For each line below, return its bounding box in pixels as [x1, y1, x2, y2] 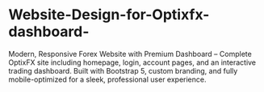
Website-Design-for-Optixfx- [8, 6, 210, 24]
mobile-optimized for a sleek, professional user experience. [8, 74, 207, 84]
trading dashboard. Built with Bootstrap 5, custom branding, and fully [8, 66, 238, 75]
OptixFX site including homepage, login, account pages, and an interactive [8, 58, 257, 67]
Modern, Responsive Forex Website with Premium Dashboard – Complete [8, 49, 252, 58]
